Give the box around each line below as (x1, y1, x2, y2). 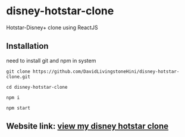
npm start (6, 105, 31, 111)
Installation (6, 41, 49, 51)
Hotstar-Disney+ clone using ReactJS (6, 24, 98, 31)
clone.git (6, 73, 31, 80)
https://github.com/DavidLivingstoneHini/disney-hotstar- (32, 68, 180, 74)
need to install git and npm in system (6, 57, 96, 64)
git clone (6, 68, 31, 74)
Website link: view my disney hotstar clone (6, 121, 169, 132)
